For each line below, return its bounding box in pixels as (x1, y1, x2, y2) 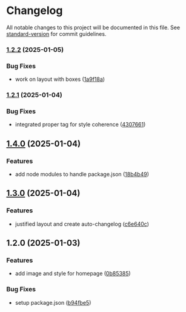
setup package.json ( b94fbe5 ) (15, 299, 91, 306)
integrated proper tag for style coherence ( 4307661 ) (15, 121, 146, 128)
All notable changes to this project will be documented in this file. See (6, 24, 181, 31)
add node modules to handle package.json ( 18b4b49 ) (15, 171, 150, 178)
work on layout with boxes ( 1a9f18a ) (15, 75, 105, 83)
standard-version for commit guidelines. (6, 30, 107, 37)
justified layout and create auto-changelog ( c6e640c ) (15, 220, 150, 227)
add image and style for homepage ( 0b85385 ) (15, 270, 131, 277)
